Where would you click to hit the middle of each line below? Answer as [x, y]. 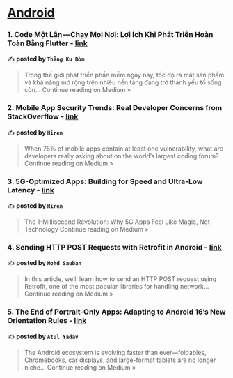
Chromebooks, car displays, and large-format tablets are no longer [120, 360]
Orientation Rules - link [47, 321]
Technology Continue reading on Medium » [86, 229]
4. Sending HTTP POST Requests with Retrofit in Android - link [114, 247]
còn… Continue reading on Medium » [77, 90]
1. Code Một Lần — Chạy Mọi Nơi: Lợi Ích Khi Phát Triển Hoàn [110, 35]
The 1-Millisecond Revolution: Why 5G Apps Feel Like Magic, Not [117, 222]
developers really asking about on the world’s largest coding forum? [121, 156]
